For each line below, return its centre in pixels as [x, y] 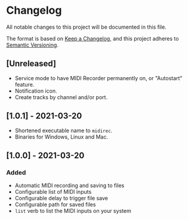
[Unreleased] [31, 64]
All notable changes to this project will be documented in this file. [87, 27]
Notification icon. [36, 91]
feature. [24, 84]
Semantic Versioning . [32, 45]
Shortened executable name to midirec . [64, 130]
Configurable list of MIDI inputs [53, 192]
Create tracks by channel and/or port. [61, 97]
